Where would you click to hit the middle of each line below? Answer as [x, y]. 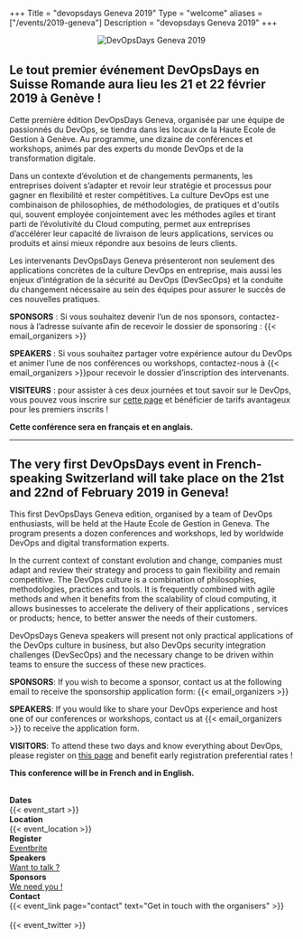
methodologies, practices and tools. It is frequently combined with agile [142, 589]
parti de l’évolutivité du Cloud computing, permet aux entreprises [130, 224]
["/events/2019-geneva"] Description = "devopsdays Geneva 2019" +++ [143, 23]
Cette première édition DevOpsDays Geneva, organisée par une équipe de [147, 120]
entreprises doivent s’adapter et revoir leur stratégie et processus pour [141, 185]
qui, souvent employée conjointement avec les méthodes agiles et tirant [143, 214]
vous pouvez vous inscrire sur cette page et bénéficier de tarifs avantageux [150, 400]
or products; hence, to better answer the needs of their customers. [133, 618]
